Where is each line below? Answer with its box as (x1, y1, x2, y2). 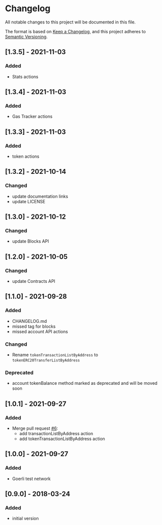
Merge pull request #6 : (12, 425, 58, 431)
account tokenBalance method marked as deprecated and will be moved (12, 380, 158, 386)
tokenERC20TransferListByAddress (12, 358, 80, 363)
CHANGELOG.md (12, 318, 47, 324)
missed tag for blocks (12, 323, 56, 329)
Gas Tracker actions (12, 113, 53, 120)
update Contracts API (12, 278, 55, 284)
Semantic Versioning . (5, 34, 48, 40)
